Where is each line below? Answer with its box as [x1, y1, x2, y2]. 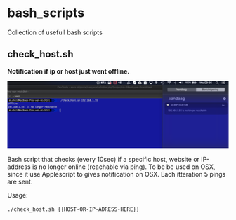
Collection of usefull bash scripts [7, 28, 103, 36]
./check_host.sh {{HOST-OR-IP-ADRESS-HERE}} [7, 206, 140, 213]
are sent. [7, 177, 33, 186]
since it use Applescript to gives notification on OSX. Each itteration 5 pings [7, 170, 226, 179]
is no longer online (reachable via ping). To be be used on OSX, [32, 163, 216, 171]
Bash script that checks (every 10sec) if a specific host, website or [7, 156, 200, 164]
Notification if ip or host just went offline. [7, 67, 130, 75]
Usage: [7, 191, 28, 200]
